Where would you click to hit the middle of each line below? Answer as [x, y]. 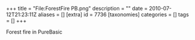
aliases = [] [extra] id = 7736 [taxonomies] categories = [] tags [113, 14]
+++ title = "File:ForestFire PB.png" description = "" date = [77, 8]
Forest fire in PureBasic [34, 32]
